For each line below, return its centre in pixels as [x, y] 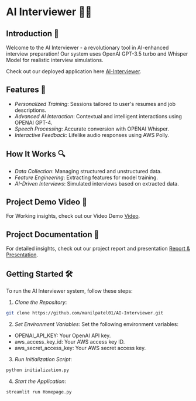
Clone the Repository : [41, 302]
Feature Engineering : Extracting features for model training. [86, 177]
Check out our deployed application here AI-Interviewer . [74, 71]
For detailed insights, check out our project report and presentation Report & [98, 249]
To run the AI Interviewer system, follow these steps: [69, 291]
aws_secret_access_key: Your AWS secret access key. [80, 348]
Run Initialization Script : [43, 359]
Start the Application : [40, 381]
